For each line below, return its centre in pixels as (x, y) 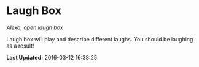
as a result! (21, 46)
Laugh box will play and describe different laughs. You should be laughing (100, 39)
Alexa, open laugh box (35, 27)
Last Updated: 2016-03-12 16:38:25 (52, 57)
